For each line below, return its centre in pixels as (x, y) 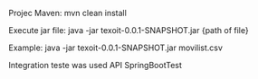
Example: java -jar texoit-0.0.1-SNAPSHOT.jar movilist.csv (116, 48)
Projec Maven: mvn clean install (68, 13)
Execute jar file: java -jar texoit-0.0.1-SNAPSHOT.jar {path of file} (129, 30)
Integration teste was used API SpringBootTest (96, 65)
